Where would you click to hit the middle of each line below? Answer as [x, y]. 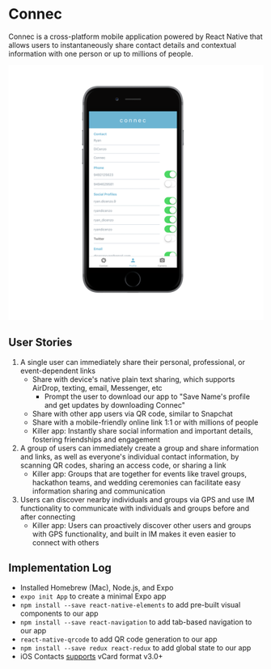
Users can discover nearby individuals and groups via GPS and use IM [137, 499]
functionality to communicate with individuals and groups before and [135, 508]
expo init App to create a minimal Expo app [93, 596]
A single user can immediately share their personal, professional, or [132, 362]
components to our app [59, 613]
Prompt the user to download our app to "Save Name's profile [147, 396]
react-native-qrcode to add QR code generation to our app [119, 639]
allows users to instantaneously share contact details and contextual [123, 44]
